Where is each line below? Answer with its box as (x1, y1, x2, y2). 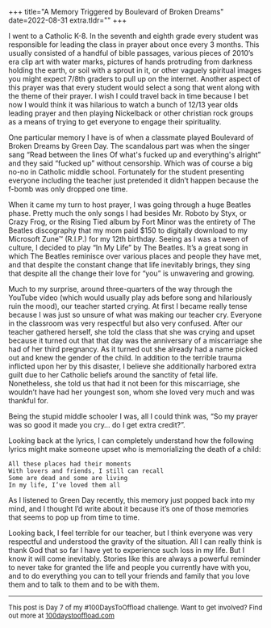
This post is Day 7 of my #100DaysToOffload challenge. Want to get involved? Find (8, 603, 263, 612)
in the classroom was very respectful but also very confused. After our (8, 318, 244, 328)
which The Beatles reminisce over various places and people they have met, (8, 251, 262, 261)
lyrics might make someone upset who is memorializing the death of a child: (8, 445, 261, 453)
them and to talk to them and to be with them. (8, 580, 160, 589)
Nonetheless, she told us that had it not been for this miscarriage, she (8, 379, 240, 388)
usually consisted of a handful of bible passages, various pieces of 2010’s (8, 48, 254, 57)
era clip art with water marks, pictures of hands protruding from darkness (8, 57, 252, 66)
